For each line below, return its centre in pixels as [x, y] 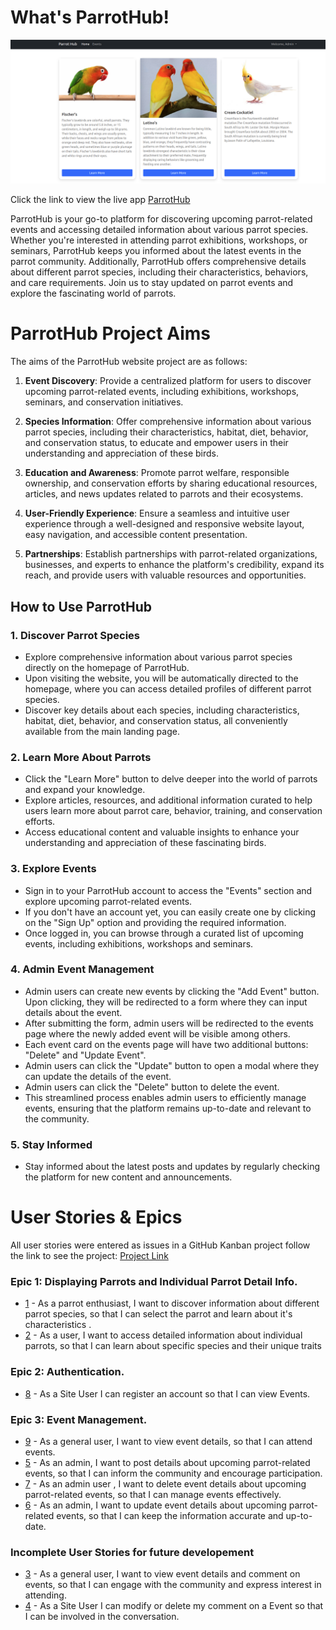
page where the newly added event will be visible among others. [157, 1033]
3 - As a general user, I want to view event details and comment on [162, 1574]
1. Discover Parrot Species [75, 635]
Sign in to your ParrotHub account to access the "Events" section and [168, 890]
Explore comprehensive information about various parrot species [158, 657]
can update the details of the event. [98, 1076]
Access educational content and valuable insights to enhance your [162, 832]
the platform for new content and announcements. [128, 1177]
